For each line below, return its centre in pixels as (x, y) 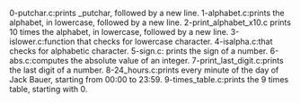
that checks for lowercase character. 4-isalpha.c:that (175, 41)
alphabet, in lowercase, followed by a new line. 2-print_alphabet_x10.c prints (150, 22)
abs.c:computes (39, 60)
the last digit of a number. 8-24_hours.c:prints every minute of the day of (144, 70)
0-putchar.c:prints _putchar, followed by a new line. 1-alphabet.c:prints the (147, 13)
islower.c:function (42, 41)
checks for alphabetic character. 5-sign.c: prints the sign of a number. (139, 51)
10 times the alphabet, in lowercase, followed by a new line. (119, 32)
